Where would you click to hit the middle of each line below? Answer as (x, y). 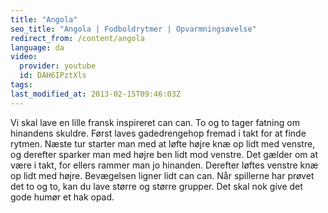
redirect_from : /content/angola (77, 38)
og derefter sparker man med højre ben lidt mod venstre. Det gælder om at (164, 154)
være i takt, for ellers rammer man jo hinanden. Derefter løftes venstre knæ (164, 165)
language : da (37, 47)
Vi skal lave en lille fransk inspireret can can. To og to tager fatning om (155, 122)
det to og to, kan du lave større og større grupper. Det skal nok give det (156, 186)
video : (24, 57)
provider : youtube (58, 66)
